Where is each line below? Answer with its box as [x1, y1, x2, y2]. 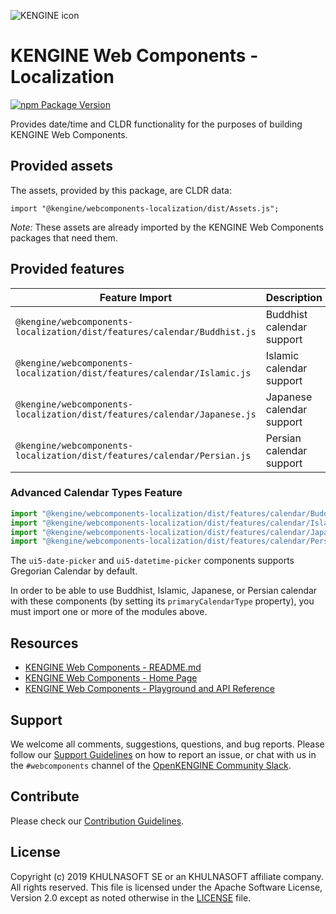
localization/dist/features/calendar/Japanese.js [15, 408, 257, 420]
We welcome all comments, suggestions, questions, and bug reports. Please [10, 738, 325, 750]
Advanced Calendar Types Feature [10, 486, 183, 500]
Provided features [10, 261, 125, 278]
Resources [10, 635, 79, 652]
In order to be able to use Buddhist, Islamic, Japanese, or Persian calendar [10, 585, 318, 597]
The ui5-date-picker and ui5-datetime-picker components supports [10, 555, 295, 567]
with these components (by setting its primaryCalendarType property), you [10, 595, 315, 607]
